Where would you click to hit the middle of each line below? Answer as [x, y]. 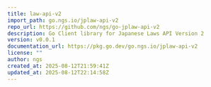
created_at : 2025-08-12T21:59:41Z [58, 66]
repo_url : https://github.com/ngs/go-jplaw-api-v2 [84, 27]
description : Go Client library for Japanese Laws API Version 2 [105, 33]
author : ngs [25, 60]
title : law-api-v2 [34, 14]
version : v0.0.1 [31, 40]
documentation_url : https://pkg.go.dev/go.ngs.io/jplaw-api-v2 [103, 46]
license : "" [25, 53]
